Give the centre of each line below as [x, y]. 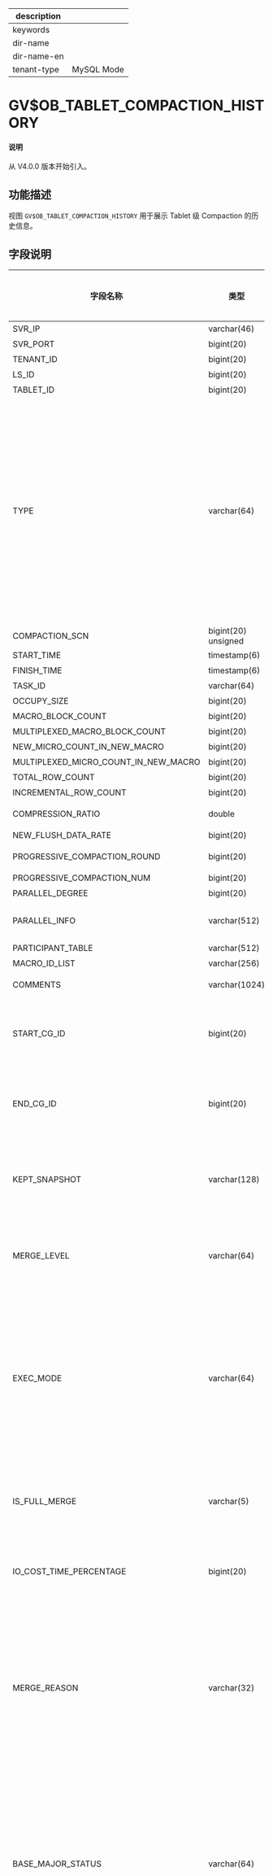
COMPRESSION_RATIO [56, 814]
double [222, 814]
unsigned [226, 641]
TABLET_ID [34, 390]
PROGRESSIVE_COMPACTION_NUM [82, 878]
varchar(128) [234, 1180]
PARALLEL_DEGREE [50, 893]
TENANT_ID [35, 360]
